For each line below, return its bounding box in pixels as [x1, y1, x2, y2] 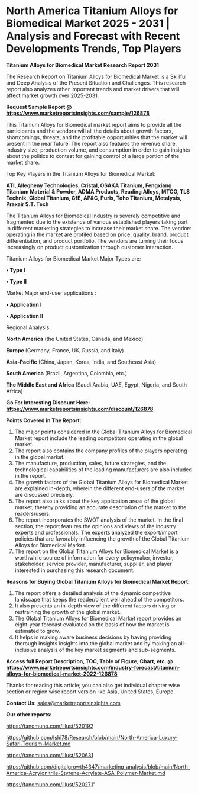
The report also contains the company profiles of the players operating [14, 447, 187, 454]
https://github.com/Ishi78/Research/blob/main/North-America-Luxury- [6, 734, 178, 741]
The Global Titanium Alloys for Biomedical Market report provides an [14, 615, 182, 622]
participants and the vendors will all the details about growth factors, [6, 127, 173, 134]
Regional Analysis [6, 324, 50, 331]
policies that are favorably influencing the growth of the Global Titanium [14, 535, 190, 542]
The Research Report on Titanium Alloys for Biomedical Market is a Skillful [6, 73, 187, 80]
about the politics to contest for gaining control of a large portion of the [6, 152, 180, 159]
